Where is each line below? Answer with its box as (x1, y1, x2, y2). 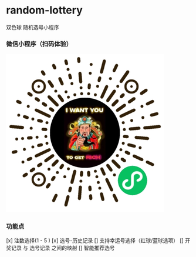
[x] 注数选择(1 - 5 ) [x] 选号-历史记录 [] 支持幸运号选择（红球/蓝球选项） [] (6, 236, 184, 244)
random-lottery (6, 4, 83, 17)
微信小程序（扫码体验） (6, 39, 72, 48)
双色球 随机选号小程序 (6, 24, 59, 31)
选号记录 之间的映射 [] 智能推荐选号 (29, 244, 115, 251)
